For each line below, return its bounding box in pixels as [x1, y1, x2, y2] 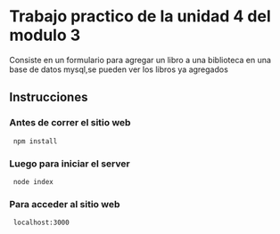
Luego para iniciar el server [9, 157, 131, 170]
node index [12, 177, 54, 186]
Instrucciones [9, 90, 88, 105]
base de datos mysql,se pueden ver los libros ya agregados [9, 64, 229, 75]
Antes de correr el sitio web [9, 117, 131, 129]
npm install [12, 136, 58, 146]
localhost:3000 [12, 218, 70, 228]
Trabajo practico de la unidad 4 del [9, 6, 272, 27]
